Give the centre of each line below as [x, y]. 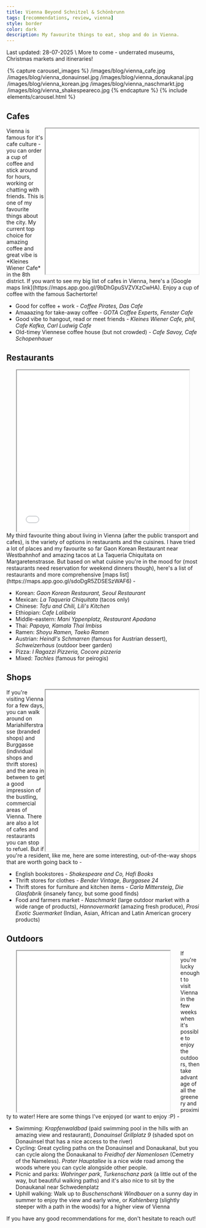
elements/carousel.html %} [41, 97]
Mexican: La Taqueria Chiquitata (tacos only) [72, 599]
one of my [19, 203]
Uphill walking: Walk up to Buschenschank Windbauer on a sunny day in [106, 1194]
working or [20, 183]
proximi [190, 1110]
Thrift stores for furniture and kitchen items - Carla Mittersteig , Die [99, 887]
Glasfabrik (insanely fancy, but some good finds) [77, 893]
